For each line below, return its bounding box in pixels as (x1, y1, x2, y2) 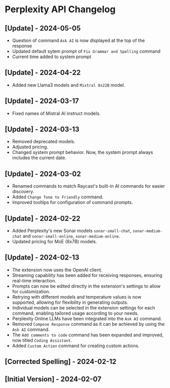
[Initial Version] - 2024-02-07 (5, 375, 101, 383)
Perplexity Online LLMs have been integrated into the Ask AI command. (12, 315, 162, 322)
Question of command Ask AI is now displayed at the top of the (12, 37, 145, 43)
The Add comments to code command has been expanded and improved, (12, 331, 164, 338)
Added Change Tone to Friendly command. (12, 194, 104, 200)
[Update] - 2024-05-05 (5, 24, 81, 33)
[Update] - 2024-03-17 (5, 97, 79, 106)
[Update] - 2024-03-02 (5, 169, 81, 178)
